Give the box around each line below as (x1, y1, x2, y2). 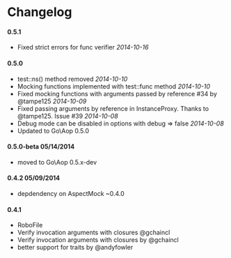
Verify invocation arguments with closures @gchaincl (17, 228, 170, 237)
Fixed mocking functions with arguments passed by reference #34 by (17, 89, 218, 98)
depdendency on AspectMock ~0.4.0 (17, 190, 125, 197)
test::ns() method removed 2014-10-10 (17, 75, 128, 83)
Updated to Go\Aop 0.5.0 (17, 126, 89, 135)
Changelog (7, 4, 72, 20)
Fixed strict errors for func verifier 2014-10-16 (17, 43, 149, 52)
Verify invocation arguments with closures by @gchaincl (17, 236, 179, 244)
